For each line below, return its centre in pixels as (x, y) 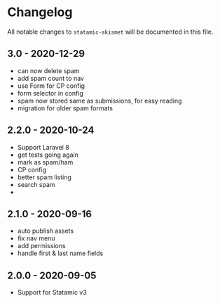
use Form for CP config (51, 86)
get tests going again (48, 155)
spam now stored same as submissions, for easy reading (99, 101)
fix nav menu (36, 238)
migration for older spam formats (65, 108)
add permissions (41, 246)
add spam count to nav (50, 78)
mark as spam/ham (45, 162)
